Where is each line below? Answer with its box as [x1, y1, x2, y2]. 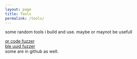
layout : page [5, 7, 32, 12]
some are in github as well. [5, 48, 59, 54]
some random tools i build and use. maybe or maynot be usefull [5, 29, 133, 35]
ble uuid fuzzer [5, 44, 35, 49]
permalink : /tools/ [5, 16, 45, 21]
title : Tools [5, 12, 32, 16]
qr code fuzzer [5, 38, 35, 44]
